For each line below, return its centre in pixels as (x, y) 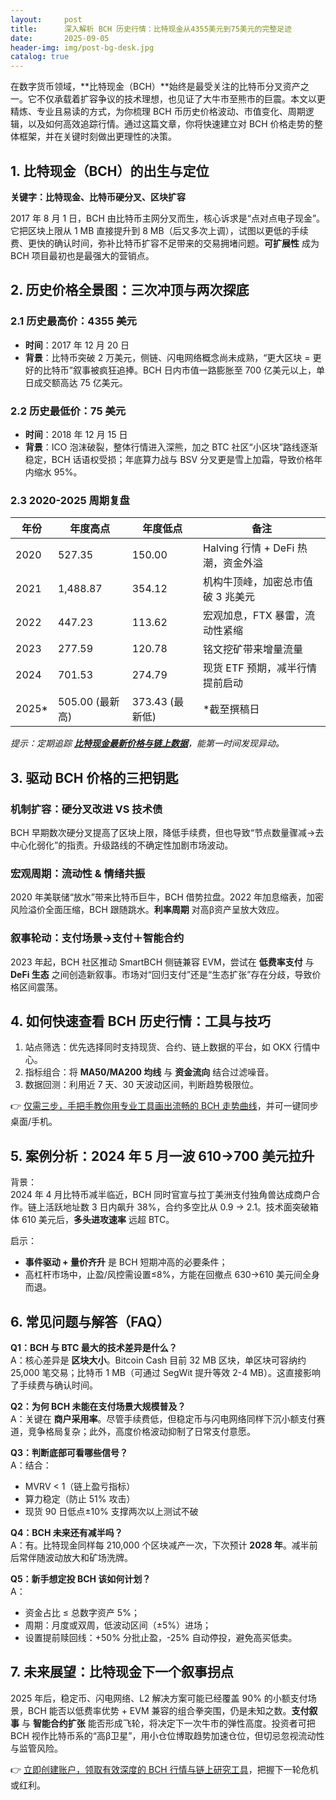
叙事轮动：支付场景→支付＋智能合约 (97, 938)
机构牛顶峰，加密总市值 (258, 582)
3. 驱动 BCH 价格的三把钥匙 (94, 777)
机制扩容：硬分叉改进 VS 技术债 (86, 809)
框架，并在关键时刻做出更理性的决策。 (97, 137)
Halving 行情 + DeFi (249, 548)
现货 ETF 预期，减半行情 (260, 668)
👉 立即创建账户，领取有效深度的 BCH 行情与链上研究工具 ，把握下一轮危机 (164, 1769)
